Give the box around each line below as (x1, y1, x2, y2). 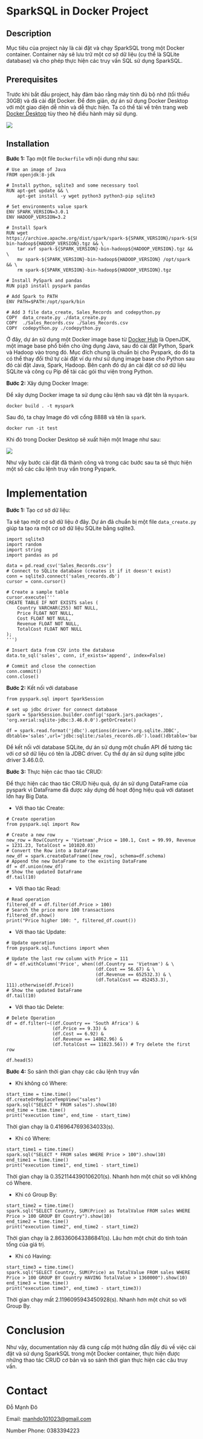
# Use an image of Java (6, 166, 66, 173)
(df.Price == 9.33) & (52, 1025, 107, 1031)
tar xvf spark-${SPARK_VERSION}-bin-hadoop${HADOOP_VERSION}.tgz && (17, 246, 193, 252)
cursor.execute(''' (6, 594, 56, 600)
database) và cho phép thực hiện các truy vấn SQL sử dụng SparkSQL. (6, 57, 183, 64)
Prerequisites (6, 74, 58, 85)
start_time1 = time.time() (6, 1146, 74, 1152)
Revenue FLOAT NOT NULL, (17, 620, 80, 626)
